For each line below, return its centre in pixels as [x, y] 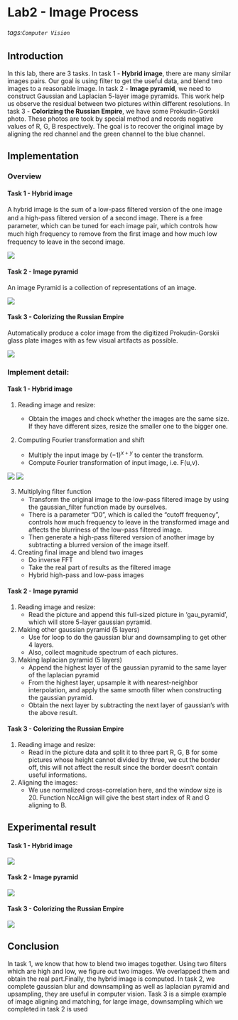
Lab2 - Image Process [73, 12]
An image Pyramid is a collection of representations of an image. [102, 287]
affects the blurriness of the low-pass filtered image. [105, 530]
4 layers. [41, 645]
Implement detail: [38, 372]
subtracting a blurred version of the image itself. [98, 544]
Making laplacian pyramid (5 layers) [70, 660]
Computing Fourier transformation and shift [81, 440]
